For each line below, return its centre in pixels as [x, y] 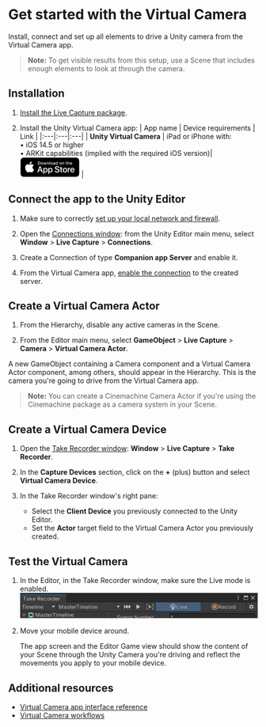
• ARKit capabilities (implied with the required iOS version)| [116, 153]
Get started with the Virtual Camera [127, 15]
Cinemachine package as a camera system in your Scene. [122, 404]
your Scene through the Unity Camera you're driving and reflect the [130, 655]
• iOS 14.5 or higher [52, 145]
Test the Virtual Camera [68, 561]
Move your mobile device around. [74, 631]
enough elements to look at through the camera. [106, 68]
